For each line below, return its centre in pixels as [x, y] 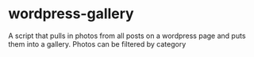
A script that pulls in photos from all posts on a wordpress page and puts [127, 36]
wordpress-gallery [71, 14]
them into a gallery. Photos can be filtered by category [97, 44]
